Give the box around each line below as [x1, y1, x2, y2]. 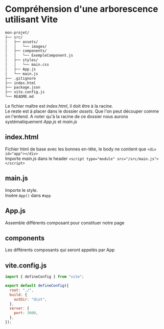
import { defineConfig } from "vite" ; [5, 274, 84, 279]
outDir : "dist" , [14, 297, 47, 302]
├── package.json [5, 85, 41, 90]
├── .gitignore [5, 76, 36, 81]
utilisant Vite [5, 14, 58, 25]
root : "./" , [9, 288, 34, 293]
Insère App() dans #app [5, 192, 51, 198]
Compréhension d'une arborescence [5, 3, 158, 15]
